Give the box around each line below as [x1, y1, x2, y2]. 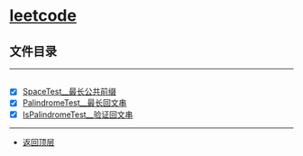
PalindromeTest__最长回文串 [22, 97, 127, 108]
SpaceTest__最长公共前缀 [22, 87, 117, 97]
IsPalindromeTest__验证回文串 [22, 109, 133, 120]
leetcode [9, 5, 77, 26]
